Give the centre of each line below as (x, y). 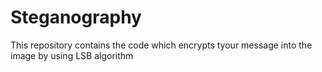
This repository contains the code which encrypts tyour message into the (161, 45)
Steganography (76, 17)
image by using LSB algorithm (72, 55)
